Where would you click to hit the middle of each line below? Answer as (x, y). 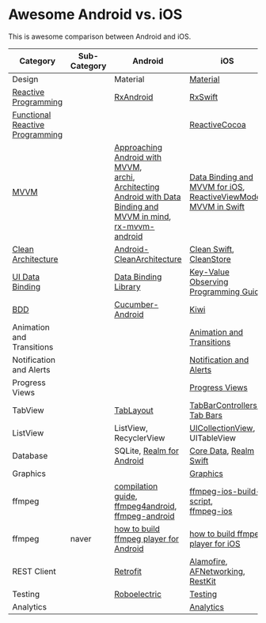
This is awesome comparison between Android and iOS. (100, 36)
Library (127, 286)
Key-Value (209, 272)
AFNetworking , (217, 571)
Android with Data (148, 197)
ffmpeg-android (145, 515)
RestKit (203, 581)
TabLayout (134, 410)
